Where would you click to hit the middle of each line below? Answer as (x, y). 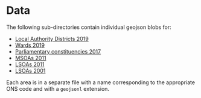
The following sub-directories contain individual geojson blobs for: (89, 27)
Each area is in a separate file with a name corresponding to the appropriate (101, 82)
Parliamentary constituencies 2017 (58, 51)
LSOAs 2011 (30, 64)
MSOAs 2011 (30, 58)
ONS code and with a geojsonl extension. (58, 88)
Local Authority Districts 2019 (52, 38)
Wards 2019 (30, 45)
